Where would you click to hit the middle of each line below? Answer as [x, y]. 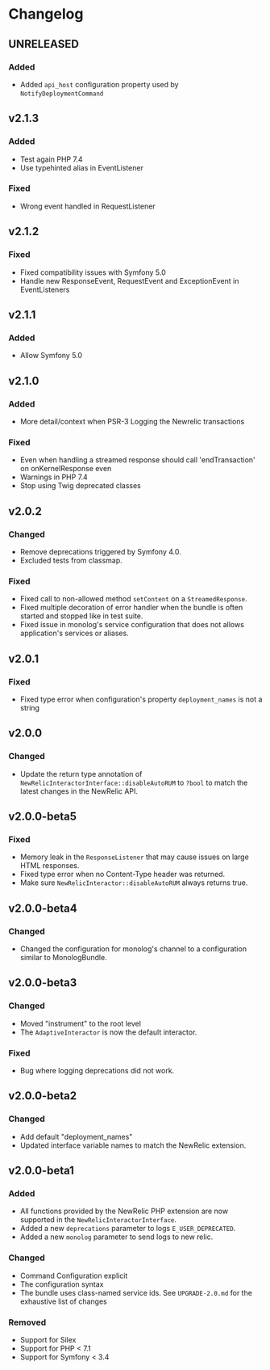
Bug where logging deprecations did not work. [97, 1070]
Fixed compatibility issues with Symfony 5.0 [93, 272]
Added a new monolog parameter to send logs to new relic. [116, 1237]
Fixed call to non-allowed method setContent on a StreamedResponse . [133, 599]
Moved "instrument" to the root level [80, 1023]
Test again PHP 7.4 [51, 159]
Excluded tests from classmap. [71, 560]
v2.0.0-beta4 [43, 908]
